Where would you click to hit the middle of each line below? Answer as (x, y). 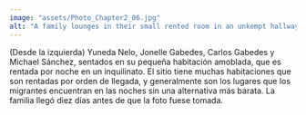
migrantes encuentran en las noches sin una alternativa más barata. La (143, 91)
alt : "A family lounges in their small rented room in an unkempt (138, 26)
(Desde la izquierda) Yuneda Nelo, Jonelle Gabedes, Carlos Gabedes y (142, 52)
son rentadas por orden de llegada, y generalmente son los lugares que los (150, 81)
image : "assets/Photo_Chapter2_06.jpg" (85, 18)
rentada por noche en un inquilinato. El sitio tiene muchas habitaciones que (150, 71)
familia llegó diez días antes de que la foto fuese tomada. (117, 100)
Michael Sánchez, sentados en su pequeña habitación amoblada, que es (145, 62)
